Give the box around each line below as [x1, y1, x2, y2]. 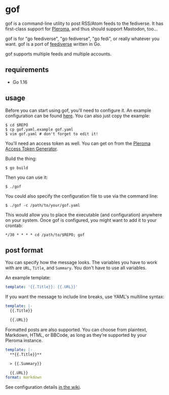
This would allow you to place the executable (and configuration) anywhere [5, 212, 162, 218]
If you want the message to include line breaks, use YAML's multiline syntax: [5, 293, 164, 300]
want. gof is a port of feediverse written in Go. [5, 41, 101, 47]
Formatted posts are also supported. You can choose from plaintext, [5, 326, 148, 333]
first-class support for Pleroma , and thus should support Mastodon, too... [5, 25, 158, 31]
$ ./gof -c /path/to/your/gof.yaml [5, 203, 80, 208]
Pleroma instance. [5, 337, 43, 343]
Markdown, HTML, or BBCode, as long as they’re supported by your [5, 332, 147, 338]
